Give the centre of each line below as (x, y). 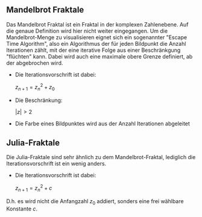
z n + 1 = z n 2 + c (33, 188)
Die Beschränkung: (39, 100)
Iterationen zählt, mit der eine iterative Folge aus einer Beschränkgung (93, 50)
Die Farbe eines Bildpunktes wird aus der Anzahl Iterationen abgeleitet (102, 124)
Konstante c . (22, 209)
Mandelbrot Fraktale (45, 10)
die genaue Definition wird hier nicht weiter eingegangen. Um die (87, 31)
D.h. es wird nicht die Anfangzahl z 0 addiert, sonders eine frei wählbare (95, 202)
